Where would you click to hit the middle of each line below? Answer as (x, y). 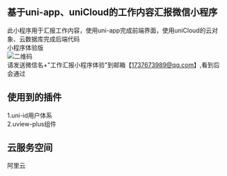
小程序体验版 (25, 48)
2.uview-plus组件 (32, 124)
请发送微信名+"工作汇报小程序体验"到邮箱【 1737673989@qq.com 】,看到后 (113, 65)
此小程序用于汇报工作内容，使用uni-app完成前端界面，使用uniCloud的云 (110, 30)
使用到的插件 (34, 98)
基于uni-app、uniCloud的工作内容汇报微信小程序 (112, 12)
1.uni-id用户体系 (30, 115)
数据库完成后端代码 (52, 39)
